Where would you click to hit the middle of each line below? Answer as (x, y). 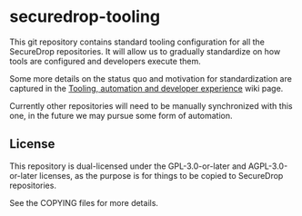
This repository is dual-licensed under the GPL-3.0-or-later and (128, 166)
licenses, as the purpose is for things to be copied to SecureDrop (161, 175)
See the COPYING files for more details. (84, 202)
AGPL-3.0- (268, 166)
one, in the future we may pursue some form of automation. (121, 115)
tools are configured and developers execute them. (106, 61)
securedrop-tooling (85, 17)
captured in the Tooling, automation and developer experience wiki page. (146, 88)
